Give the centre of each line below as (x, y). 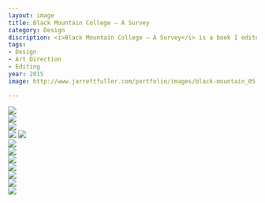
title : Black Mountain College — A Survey (79, 23)
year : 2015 (26, 74)
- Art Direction (35, 60)
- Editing (24, 67)
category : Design (37, 30)
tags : (17, 45)
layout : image (32, 15)
